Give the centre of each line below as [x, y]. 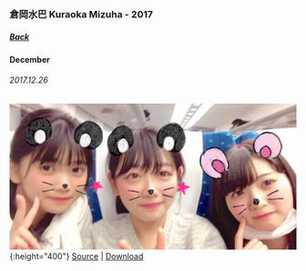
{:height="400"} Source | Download [76, 256]
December [30, 59]
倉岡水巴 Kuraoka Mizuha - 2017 [81, 14]
